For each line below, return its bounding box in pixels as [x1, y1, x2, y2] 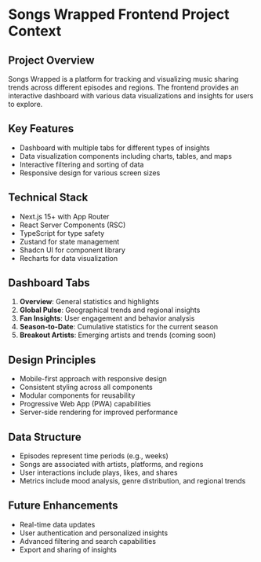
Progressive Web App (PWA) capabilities [19, 399, 151, 409]
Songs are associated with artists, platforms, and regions [19, 460, 204, 469]
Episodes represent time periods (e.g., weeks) [19, 451, 169, 461]
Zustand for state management [19, 237, 120, 246]
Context [8, 22, 62, 40]
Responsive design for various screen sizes [19, 167, 161, 178]
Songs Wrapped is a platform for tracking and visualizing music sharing [8, 75, 239, 83]
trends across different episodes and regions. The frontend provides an [8, 83, 239, 92]
